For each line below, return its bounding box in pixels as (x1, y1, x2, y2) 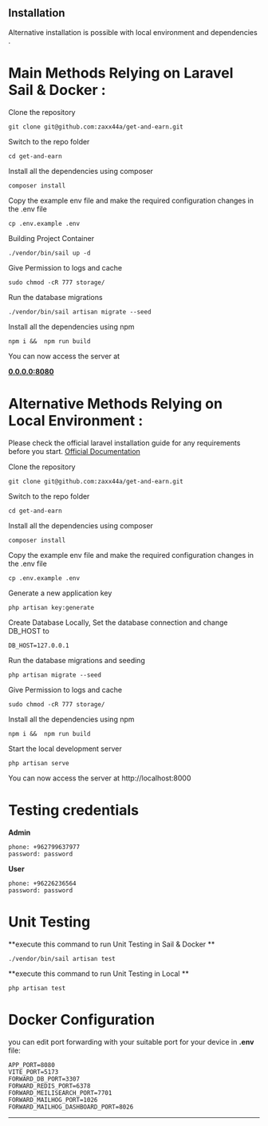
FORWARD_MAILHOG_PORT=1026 (8, 1096, 98, 1104)
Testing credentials (8, 801, 140, 819)
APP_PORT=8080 (8, 1061, 56, 1069)
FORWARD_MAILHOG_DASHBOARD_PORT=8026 (8, 1103, 134, 1111)
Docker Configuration (8, 1010, 156, 1029)
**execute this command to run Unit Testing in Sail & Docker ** (8, 939, 215, 949)
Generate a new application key (8, 588, 112, 598)
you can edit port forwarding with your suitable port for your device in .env (8, 1037, 254, 1046)
